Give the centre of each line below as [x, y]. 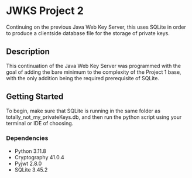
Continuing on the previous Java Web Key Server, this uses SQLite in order [96, 27]
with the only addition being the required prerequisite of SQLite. [83, 78]
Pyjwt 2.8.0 [28, 163]
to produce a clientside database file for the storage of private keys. [88, 33]
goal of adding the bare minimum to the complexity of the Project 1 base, [94, 72]
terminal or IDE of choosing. [40, 123]
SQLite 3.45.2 [31, 170]
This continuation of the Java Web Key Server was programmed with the [94, 66]
